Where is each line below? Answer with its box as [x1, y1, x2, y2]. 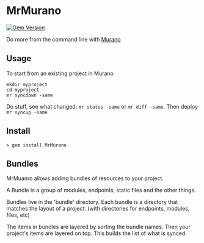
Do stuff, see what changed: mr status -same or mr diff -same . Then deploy [6, 103, 199, 110]
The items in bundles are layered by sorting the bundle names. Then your [6, 223, 191, 231]
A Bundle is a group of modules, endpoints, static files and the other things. [6, 187, 197, 194]
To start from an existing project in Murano [6, 70, 114, 77]
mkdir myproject [6, 81, 48, 87]
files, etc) [6, 211, 31, 219]
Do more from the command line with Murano [6, 35, 121, 43]
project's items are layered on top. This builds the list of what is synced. [6, 230, 188, 237]
